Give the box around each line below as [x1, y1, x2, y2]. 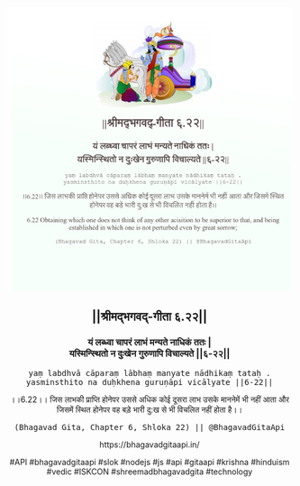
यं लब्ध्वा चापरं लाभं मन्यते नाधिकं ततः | [87, 336, 212, 349]
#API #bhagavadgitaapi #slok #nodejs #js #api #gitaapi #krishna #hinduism [9, 456, 290, 467]
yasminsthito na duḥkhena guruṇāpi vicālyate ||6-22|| [25, 377, 274, 387]
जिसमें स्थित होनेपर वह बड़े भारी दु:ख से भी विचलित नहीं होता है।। [56, 404, 243, 415]
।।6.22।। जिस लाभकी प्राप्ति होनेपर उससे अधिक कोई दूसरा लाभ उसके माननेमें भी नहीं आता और [10, 394, 289, 405]
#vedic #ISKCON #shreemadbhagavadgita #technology [46, 466, 253, 477]
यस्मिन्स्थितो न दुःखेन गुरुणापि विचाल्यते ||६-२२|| [68, 347, 231, 360]
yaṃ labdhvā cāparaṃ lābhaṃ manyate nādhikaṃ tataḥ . [28, 368, 271, 378]
